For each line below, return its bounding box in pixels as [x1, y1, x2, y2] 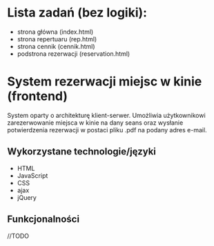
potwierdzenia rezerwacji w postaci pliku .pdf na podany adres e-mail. [7, 125, 207, 134]
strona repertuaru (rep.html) [17, 34, 97, 43]
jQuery [17, 193, 37, 201]
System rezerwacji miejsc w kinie [7, 74, 202, 90]
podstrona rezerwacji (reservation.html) [17, 50, 130, 58]
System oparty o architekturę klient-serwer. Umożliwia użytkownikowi [7, 111, 206, 119]
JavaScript [17, 171, 48, 180]
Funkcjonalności [7, 214, 80, 225]
